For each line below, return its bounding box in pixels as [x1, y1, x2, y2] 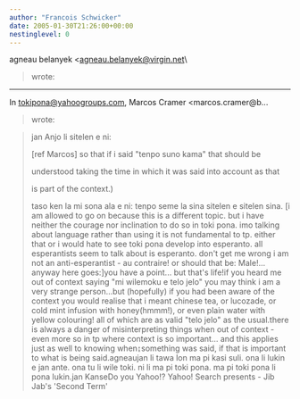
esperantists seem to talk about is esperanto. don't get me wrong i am [30, 248, 289, 259]
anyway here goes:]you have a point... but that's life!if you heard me [30, 267, 282, 278]
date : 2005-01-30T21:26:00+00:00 [9, 21, 134, 30]
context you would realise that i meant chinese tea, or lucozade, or [30, 295, 277, 306]
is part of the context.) [30, 184, 114, 195]
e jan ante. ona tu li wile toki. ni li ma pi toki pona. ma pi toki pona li [30, 362, 277, 373]
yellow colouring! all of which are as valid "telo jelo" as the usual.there [30, 314, 289, 326]
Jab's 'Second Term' [30, 381, 109, 392]
